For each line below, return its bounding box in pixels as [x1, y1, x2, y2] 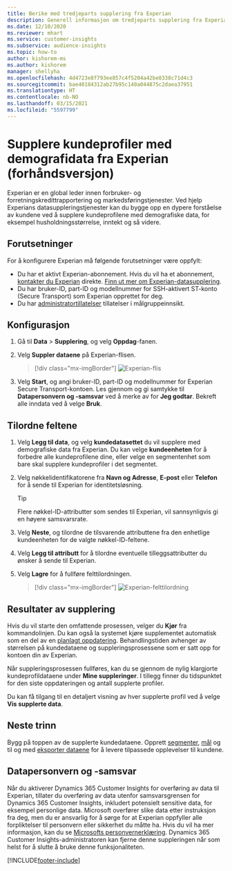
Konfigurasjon [7, 319, 70, 330]
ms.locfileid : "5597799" [7, 106, 79, 113]
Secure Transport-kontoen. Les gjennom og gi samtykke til [17, 385, 185, 393]
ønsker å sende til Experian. [17, 556, 97, 565]
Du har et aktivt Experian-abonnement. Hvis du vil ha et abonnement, [17, 270, 215, 278]
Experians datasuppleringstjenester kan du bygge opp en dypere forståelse [7, 203, 222, 212]
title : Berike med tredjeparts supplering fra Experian [7, 10, 171, 17]
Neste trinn [7, 720, 57, 731]
